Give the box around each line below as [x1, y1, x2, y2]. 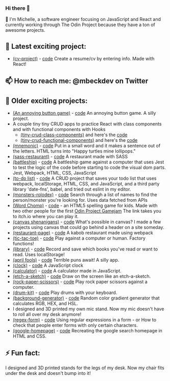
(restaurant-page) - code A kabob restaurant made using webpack [12, 230, 153, 236]
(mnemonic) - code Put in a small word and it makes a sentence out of [12, 143, 161, 149]
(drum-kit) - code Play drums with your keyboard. [12, 289, 117, 296]
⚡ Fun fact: [5, 348, 40, 357]
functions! [12, 241, 34, 247]
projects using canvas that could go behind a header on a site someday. [12, 224, 164, 230]
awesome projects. [5, 27, 45, 33]
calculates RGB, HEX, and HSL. [12, 301, 78, 307]
